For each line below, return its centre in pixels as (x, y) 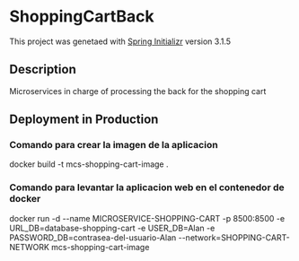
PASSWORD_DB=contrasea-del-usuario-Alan (93, 237)
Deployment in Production (84, 120)
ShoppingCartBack (82, 17)
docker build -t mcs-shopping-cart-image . (89, 164)
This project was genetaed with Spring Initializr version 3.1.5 (120, 41)
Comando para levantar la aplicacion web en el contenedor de (147, 187)
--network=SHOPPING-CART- (234, 237)
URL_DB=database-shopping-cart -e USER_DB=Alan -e (112, 228)
